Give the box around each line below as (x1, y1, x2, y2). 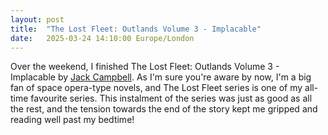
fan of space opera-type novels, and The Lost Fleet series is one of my (10, 82, 303, 94)
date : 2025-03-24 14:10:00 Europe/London (10, 33, 195, 43)
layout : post (10, 14, 65, 25)
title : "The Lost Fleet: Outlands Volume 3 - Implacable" (10, 24, 262, 34)
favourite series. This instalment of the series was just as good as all (30, 92, 313, 105)
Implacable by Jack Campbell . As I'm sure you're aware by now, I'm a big (10, 71, 312, 83)
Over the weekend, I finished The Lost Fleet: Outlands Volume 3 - (10, 61, 280, 73)
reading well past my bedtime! (10, 114, 135, 126)
